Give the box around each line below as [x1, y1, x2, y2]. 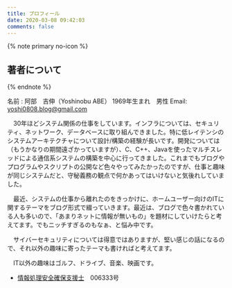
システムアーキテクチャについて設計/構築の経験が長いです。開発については [7, 137, 220, 145]
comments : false [7, 23, 54, 30]
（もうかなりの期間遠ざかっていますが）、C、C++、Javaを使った [7, 145, 193, 153]
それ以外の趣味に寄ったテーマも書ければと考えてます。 [19, 244, 176, 253]
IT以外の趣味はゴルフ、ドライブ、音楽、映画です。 [12, 259, 158, 267]
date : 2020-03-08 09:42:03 [7, 17, 85, 24]
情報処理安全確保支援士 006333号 [17, 273, 120, 282]
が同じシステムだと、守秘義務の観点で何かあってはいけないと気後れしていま [7, 171, 225, 180]
